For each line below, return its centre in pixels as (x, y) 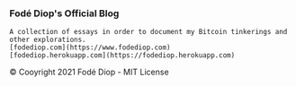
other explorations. (48, 40)
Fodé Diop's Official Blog (64, 13)
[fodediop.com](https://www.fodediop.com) (90, 47)
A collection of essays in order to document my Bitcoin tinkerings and (148, 32)
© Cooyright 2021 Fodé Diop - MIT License (89, 72)
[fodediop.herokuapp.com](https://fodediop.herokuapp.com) (122, 56)
